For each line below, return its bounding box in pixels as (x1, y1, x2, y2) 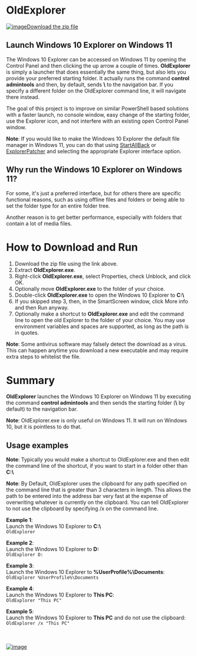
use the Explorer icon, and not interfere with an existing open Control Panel (6, 117, 189, 124)
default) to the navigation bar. (6, 405, 78, 413)
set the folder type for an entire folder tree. (6, 202, 110, 209)
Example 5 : (6, 608, 34, 615)
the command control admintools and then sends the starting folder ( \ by (6, 399, 185, 406)
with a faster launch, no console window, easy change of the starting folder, (6, 111, 191, 118)
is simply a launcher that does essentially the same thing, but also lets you (6, 68, 186, 76)
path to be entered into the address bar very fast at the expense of (6, 493, 168, 500)
